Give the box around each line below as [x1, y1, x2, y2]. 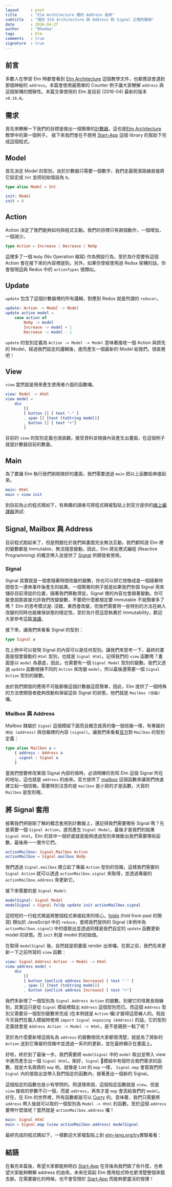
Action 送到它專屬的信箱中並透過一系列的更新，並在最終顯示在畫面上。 [5, 1041, 155, 1047]
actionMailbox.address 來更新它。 [5, 877, 78, 883]
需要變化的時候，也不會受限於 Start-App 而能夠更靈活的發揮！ [23, 1175, 154, 1182]
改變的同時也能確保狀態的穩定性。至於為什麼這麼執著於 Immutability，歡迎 [5, 609, 163, 616]
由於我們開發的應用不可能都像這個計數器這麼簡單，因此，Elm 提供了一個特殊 [5, 683, 167, 689]
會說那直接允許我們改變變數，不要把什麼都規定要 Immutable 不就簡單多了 [9, 597, 165, 603]
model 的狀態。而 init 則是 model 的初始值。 [5, 932, 101, 938]
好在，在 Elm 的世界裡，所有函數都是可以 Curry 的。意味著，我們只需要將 [5, 1094, 160, 1101]
